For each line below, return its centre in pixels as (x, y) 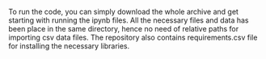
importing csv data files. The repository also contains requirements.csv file (133, 37)
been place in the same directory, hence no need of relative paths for (124, 29)
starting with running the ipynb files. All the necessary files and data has (129, 20)
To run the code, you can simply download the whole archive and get (123, 12)
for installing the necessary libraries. (69, 46)
